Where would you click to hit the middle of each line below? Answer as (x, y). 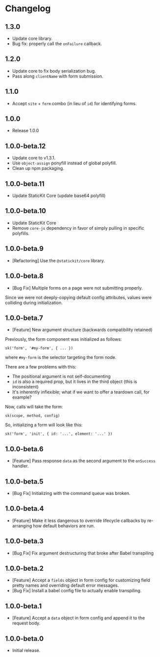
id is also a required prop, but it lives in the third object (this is (75, 382)
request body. (26, 623)
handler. (20, 466)
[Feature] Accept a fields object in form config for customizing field (81, 580)
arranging (22, 525)
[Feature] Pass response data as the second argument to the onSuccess (84, 461)
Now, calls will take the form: (34, 407)
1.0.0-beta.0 (24, 639)
